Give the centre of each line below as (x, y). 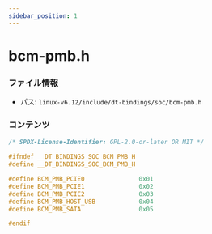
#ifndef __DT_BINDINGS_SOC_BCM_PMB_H (72, 157)
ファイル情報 (34, 83)
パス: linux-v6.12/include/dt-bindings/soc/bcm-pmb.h (111, 102)
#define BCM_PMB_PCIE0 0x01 (81, 179)
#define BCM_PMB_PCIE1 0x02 (81, 186)
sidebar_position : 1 (43, 16)
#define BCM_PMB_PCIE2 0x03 (81, 194)
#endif (19, 223)
